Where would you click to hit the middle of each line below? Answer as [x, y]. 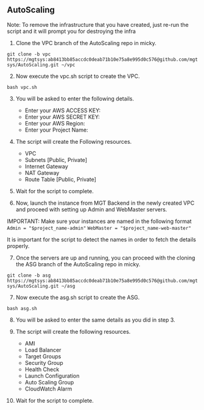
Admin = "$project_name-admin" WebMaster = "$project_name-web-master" [99, 228]
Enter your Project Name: [56, 130]
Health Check [42, 369]
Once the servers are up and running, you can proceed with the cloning [105, 258]
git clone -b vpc [29, 54]
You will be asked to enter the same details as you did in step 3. [95, 320]
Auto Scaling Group [49, 382]
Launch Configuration [52, 376]
